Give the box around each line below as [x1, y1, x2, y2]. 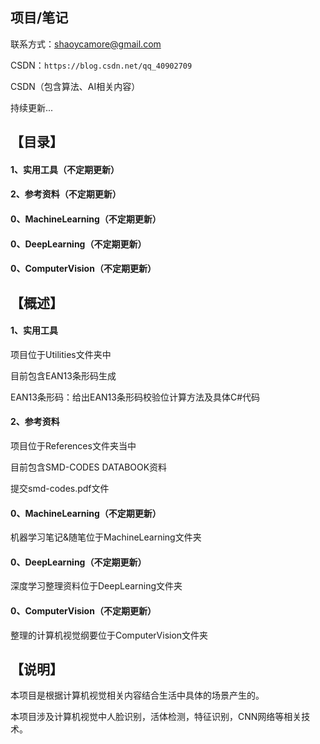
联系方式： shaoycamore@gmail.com [10, 38, 162, 50]
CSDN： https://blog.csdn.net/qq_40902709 [10, 59, 193, 71]
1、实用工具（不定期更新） [10, 163, 120, 175]
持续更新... [10, 101, 54, 113]
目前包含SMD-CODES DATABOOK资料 [10, 461, 168, 473]
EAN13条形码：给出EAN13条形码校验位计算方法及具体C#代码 [10, 391, 261, 403]
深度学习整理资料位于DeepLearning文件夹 [10, 580, 183, 592]
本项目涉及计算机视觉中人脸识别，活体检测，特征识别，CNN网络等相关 [10, 711, 302, 723]
